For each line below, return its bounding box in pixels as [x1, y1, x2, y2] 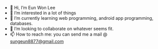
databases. [9, 20, 33, 26]
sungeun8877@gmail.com [9, 39, 64, 44]
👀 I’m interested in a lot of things [9, 10, 76, 16]
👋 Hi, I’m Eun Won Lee [9, 5, 56, 10]
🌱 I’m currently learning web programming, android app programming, [9, 15, 154, 21]
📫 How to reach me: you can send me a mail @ [9, 31, 108, 37]
